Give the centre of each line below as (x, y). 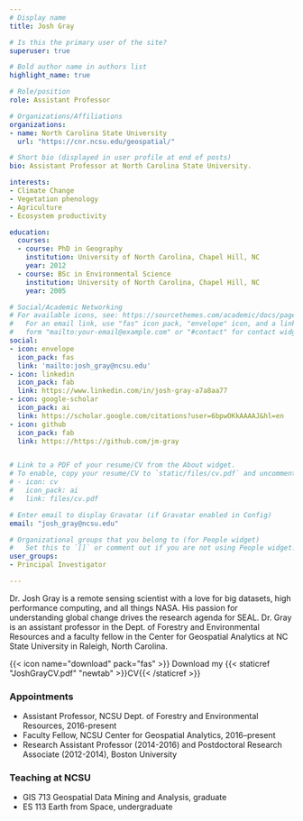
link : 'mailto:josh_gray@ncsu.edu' (84, 366)
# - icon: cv (34, 482)
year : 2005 (46, 291)
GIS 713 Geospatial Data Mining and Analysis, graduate (124, 798)
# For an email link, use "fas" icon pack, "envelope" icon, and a (143, 324)
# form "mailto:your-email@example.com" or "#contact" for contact (143, 333)
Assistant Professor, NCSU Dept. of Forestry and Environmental (140, 716)
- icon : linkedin (42, 374)
